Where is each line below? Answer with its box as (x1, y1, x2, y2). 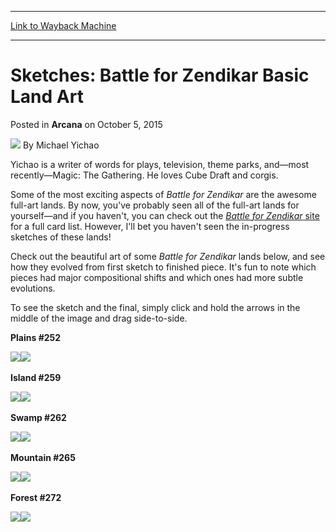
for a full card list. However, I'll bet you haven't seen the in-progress (10, 220, 290, 232)
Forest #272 (10, 491, 62, 503)
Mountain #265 (10, 451, 76, 463)
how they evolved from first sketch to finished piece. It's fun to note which (10, 261, 317, 273)
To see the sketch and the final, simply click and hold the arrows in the (10, 301, 301, 313)
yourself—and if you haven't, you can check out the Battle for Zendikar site (10, 209, 320, 221)
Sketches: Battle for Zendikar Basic (10, 64, 310, 87)
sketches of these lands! (10, 231, 112, 243)
